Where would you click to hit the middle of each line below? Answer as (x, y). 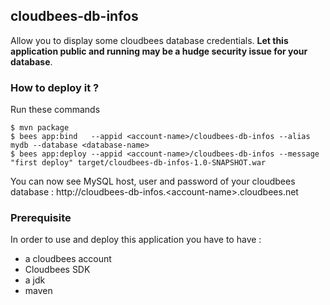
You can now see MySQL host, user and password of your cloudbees (153, 181)
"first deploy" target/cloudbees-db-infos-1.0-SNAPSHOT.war (138, 163)
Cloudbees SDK (57, 270)
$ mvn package (40, 128)
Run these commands (55, 110)
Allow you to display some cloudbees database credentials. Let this (149, 40)
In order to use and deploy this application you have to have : (136, 240)
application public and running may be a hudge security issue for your (159, 51)
